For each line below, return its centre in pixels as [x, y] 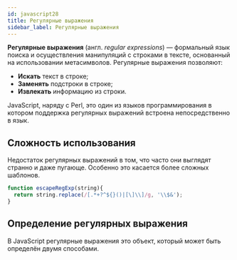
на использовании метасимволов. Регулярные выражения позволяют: [115, 63]
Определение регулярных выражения [98, 224]
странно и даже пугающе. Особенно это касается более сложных [108, 167]
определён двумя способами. [53, 248]
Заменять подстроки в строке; [65, 84]
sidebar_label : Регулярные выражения [63, 27]
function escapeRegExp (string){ [55, 188]
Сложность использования [72, 143]
